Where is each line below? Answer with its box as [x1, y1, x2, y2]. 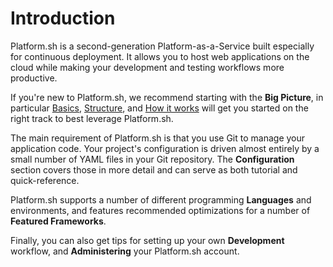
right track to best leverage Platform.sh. [10, 112, 174, 124]
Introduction [10, 7, 116, 30]
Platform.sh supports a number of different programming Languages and [10, 193, 312, 206]
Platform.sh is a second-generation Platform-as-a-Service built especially [10, 40, 315, 52]
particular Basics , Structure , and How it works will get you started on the [10, 102, 309, 114]
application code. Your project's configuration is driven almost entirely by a [10, 142, 320, 154]
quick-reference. [10, 174, 80, 186]
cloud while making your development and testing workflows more [10, 61, 285, 73]
